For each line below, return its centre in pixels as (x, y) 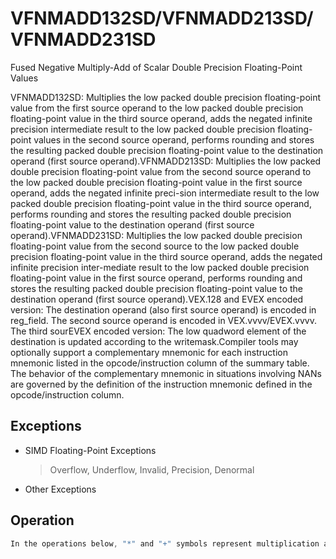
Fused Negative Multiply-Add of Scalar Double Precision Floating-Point (156, 67)
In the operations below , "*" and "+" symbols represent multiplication (165, 543)
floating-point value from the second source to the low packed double (155, 246)
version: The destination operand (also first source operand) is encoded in (163, 309)
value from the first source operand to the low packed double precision (157, 108)
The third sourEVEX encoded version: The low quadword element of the (158, 331)
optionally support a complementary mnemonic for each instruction (149, 352)
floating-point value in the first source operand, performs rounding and (156, 278)
